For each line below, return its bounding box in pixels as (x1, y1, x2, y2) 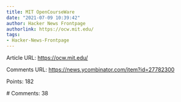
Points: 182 (6, 78, 34, 85)
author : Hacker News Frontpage (6, 20, 86, 26)
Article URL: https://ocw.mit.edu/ (6, 54, 88, 61)
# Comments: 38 (6, 90, 49, 97)
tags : (6, 32, 20, 38)
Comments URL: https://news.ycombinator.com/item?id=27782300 (6, 66, 175, 73)
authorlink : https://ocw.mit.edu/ (6, 26, 94, 32)
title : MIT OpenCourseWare (6, 9, 75, 15)
